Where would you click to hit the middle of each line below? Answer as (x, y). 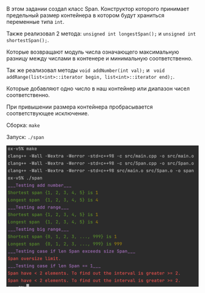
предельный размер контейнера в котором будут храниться (85, 15)
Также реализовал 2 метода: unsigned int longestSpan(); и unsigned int (101, 34)
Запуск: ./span (25, 137)
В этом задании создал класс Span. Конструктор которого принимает (98, 9)
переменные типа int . (35, 22)
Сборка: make (23, 125)
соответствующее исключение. (48, 113)
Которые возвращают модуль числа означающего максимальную (93, 52)
